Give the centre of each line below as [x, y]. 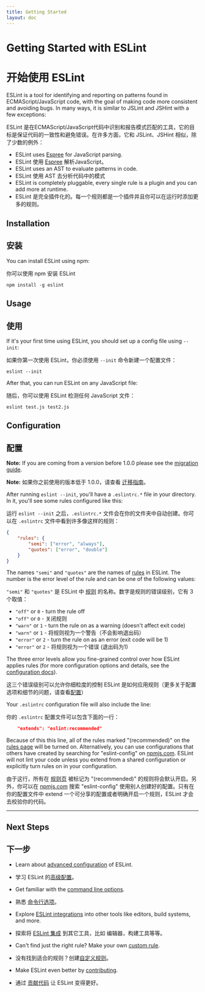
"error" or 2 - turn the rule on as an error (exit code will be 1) [92, 640]
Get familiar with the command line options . [70, 889]
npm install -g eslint [35, 285]
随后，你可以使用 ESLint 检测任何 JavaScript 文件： [71, 396]
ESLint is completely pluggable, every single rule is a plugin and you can [106, 182]
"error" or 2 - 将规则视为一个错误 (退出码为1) [71, 647]
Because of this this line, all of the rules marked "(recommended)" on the [98, 740]
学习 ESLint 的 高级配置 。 [46, 877]
